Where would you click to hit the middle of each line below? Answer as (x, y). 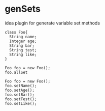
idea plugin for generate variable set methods (52, 23)
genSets (23, 9)
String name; (23, 37)
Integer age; (23, 41)
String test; (23, 50)
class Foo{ (16, 32)
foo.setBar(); (20, 95)
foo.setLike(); (21, 103)
